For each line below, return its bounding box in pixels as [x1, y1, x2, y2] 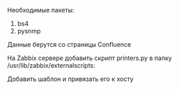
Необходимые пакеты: [7, 6, 75, 14]
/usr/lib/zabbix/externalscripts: [7, 61, 95, 69]
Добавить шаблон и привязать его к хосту [7, 75, 134, 83]
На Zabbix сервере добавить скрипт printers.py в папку [7, 54, 172, 62]
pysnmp [17, 27, 41, 35]
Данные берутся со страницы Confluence [7, 40, 132, 48]
